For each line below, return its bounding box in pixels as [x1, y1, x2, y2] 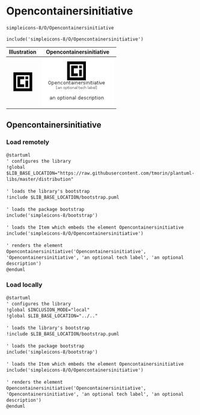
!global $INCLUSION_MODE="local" [6, 307, 90, 313]
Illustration [8, 48, 37, 55]
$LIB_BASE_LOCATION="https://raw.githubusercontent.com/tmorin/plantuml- [6, 170, 195, 176]
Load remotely [6, 137, 50, 146]
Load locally [6, 280, 43, 289]
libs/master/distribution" [6, 176, 74, 182]
